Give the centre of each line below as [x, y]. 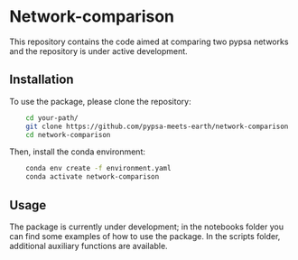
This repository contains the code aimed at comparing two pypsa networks [149, 42]
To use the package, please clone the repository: [100, 101]
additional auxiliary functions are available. [89, 246]
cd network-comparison [68, 135]
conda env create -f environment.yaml [98, 169]
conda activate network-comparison [93, 177]
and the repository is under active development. [98, 51]
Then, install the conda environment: [78, 152]
